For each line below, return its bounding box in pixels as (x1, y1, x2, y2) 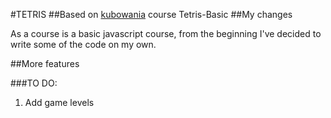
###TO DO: (10, 77, 58, 89)
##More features (10, 58, 80, 69)
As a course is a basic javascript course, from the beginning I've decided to (10, 28, 322, 39)
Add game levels (24, 97, 95, 108)
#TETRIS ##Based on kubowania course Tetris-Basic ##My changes (10, 9, 293, 20)
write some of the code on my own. (10, 39, 157, 50)
